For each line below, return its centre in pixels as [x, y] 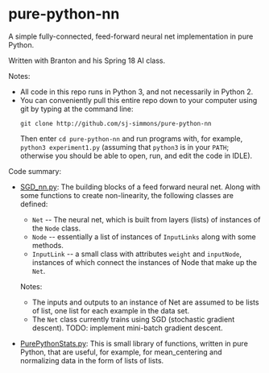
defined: [34, 204]
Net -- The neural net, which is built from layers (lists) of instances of [146, 219]
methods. [48, 245]
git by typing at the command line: [77, 109]
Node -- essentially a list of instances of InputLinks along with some [144, 236]
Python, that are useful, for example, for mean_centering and [121, 352]
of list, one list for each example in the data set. [111, 310]
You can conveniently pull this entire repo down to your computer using [139, 100]
